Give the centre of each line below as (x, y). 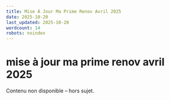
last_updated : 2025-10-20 (37, 22)
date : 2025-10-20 (27, 17)
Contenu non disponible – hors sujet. (50, 91)
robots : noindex (26, 33)
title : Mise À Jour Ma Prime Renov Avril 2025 (64, 11)
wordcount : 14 (23, 28)
